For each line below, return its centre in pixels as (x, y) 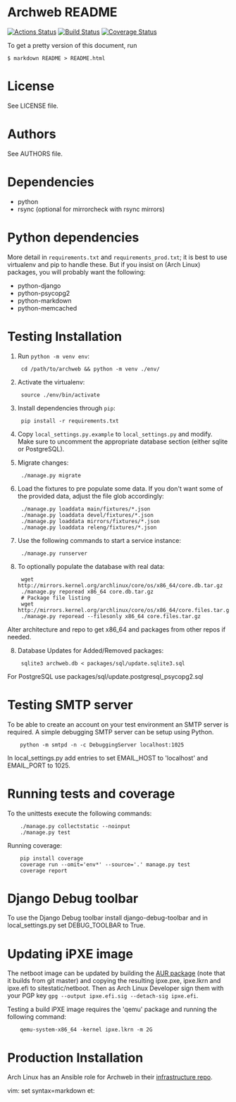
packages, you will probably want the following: (76, 272)
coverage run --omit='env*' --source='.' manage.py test (105, 864)
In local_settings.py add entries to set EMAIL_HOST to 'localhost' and (107, 758)
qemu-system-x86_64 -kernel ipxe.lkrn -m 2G (86, 1030)
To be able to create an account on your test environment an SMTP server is (118, 724)
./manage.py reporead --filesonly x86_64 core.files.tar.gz (111, 616)
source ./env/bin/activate (60, 395)
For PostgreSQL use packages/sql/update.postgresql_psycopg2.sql (105, 676)
